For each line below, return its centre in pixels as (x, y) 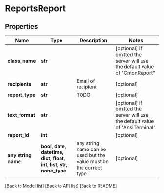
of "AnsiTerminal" (135, 127)
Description (94, 40)
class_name (22, 61)
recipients (20, 84)
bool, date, (54, 146)
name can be (91, 149)
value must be (92, 161)
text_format (21, 115)
